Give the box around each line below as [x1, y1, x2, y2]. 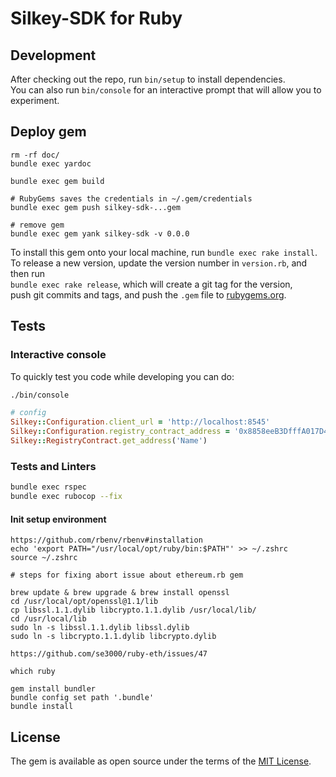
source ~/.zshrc [10, 553, 78, 563]
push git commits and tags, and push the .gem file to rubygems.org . [10, 288, 287, 301]
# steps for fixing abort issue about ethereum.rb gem [10, 570, 244, 581]
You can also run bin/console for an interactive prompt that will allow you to [10, 84, 322, 96]
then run [10, 267, 46, 279]
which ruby [10, 667, 56, 677]
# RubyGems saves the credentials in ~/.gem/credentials [10, 193, 253, 204]
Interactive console [10, 348, 107, 362]
